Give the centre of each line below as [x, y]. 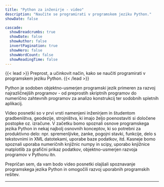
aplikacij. [14, 104]
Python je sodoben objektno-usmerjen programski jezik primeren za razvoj [80, 88]
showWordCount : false [31, 55]
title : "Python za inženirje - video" [44, 10]
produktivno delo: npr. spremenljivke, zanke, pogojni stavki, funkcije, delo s [81, 134]
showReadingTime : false [33, 59]
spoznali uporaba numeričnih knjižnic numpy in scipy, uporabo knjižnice [77, 144]
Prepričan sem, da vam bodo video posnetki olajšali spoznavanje [70, 164]
